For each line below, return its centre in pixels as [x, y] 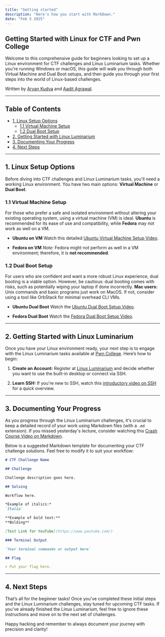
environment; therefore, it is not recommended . [61, 253]
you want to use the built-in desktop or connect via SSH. [69, 374]
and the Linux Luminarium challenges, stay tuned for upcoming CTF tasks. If [82, 604]
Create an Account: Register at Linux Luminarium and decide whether [83, 369]
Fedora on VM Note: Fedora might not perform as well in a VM [75, 248]
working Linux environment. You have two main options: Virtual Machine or [82, 184]
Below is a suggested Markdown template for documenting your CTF [75, 446]
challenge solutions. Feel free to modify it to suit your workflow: [69, 451]
